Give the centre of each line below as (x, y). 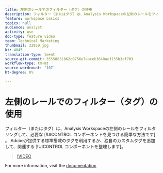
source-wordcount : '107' (30, 68)
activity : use (19, 32)
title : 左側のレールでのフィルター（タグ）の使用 (49, 9)
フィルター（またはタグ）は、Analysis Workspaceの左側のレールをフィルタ (81, 128)
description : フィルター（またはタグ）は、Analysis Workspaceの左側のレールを (78, 14)
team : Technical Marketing (32, 41)
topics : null (18, 23)
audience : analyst (24, 28)
